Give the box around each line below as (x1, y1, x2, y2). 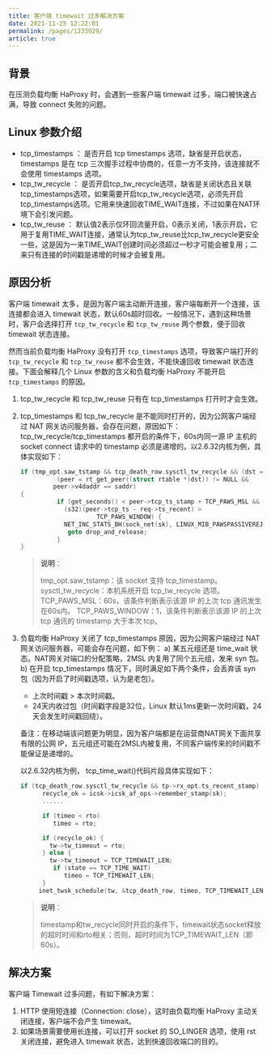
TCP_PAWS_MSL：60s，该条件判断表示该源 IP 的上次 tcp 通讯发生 (40, 596, 262, 606)
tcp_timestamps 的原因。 (8, 376, 91, 386)
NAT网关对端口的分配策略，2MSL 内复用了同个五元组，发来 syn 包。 (34, 653, 264, 664)
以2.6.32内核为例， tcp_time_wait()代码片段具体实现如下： (19, 766, 214, 776)
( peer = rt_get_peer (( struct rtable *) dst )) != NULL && (56, 475, 249, 483)
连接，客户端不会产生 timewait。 (27, 1016, 136, 1026)
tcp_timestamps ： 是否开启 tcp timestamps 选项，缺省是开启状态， (19, 148, 246, 158)
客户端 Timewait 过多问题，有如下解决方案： (8, 988, 156, 998)
